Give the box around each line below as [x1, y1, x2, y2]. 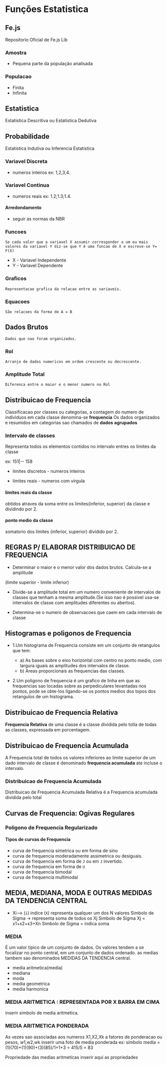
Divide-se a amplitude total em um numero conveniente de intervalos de [12, 589, 161, 595]
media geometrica [12, 981, 50, 986]
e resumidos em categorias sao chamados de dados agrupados [5, 420, 138, 426]
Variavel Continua [5, 182, 50, 189]
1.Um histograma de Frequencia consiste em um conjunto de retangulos [12, 642, 161, 648]
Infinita [12, 90, 27, 96]
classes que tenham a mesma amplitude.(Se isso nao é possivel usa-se [12, 594, 160, 600]
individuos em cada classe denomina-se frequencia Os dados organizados [5, 414, 160, 420]
